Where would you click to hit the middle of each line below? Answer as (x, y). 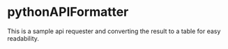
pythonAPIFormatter (68, 12)
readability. (23, 38)
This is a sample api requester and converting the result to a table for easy (114, 31)
